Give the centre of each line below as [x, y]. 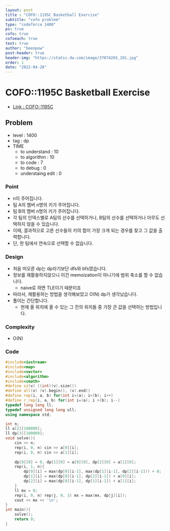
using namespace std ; [28, 415]
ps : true [15, 29]
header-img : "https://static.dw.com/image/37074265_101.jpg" [72, 58]
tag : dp [21, 140]
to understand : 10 [39, 151]
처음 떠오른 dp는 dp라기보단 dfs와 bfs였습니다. [60, 269]
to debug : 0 [33, 168]
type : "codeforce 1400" [31, 24]
